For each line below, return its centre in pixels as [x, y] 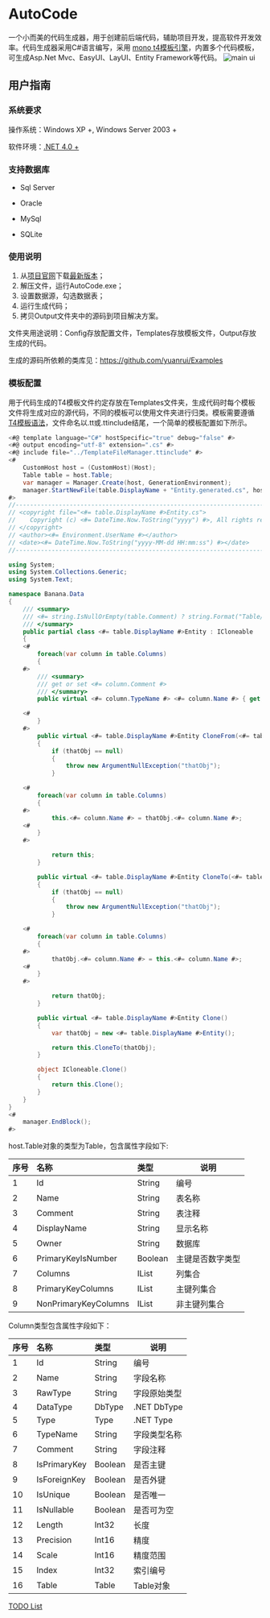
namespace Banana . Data [46, 594]
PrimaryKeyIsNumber [77, 1259]
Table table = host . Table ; [68, 475]
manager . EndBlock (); [57, 1122]
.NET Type [153, 1421]
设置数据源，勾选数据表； [62, 296]
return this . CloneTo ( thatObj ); [104, 1048]
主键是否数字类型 [208, 1259]
